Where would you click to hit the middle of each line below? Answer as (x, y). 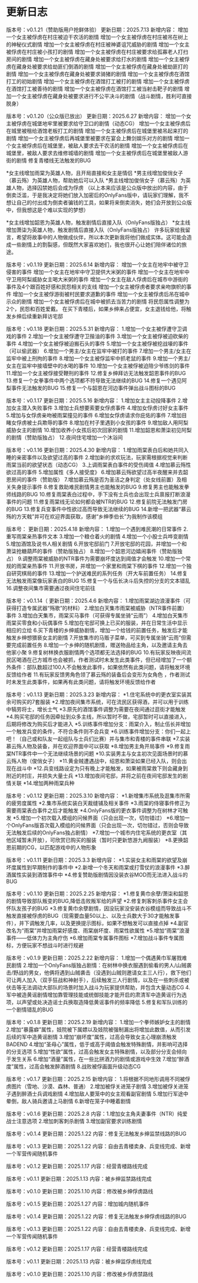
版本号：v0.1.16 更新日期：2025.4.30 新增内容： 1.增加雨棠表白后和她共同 (95, 450)
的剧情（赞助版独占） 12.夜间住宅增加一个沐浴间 (65, 437)
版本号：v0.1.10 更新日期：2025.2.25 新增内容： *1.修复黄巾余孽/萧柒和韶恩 (98, 894)
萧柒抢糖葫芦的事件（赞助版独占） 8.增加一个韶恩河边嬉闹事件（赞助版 (92, 551)
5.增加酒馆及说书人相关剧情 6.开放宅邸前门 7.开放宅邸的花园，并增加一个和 (97, 544)
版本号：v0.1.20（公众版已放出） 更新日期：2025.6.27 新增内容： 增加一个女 (99, 116)
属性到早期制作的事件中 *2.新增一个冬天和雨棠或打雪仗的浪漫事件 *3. (100, 867)
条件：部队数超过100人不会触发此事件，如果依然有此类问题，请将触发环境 (100, 667)
